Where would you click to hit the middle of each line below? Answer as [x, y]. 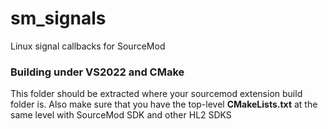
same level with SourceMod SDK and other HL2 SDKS [121, 115]
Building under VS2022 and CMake [97, 72]
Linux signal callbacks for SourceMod [88, 46]
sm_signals [58, 18]
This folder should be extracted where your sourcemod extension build [156, 94]
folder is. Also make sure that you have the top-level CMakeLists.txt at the [164, 104]
